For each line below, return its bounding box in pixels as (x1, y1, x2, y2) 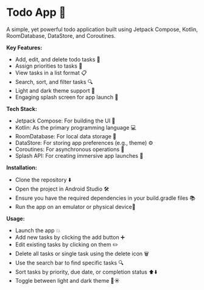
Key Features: (6, 44, 43, 51)
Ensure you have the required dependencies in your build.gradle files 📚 (15, 194, 196, 202)
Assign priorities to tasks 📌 (15, 62, 83, 69)
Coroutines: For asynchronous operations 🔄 (15, 146, 125, 153)
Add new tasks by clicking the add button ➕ (15, 233, 125, 241)
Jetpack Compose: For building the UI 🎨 (15, 117, 116, 124)
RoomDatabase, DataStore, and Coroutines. (6, 32, 116, 39)
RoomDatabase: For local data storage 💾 (15, 132, 117, 140)
